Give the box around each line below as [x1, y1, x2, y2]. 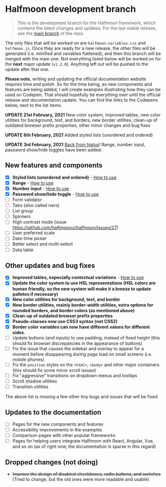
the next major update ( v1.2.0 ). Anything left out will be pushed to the [5, 61, 149, 67]
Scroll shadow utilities [12, 378, 57, 384]
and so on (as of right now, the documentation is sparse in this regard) [12, 443, 156, 449]
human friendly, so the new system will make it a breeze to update [12, 286, 151, 292]
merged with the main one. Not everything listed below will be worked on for [5, 55, 161, 61]
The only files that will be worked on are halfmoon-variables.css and [5, 40, 146, 46]
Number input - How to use [12, 185, 69, 191]
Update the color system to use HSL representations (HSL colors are [12, 280, 156, 286]
